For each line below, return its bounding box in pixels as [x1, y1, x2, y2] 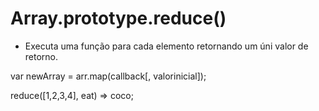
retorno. [24, 50, 59, 62]
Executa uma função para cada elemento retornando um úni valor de [24, 40, 309, 52]
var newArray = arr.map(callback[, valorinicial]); [10, 70, 207, 82]
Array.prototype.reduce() [10, 7, 227, 30]
